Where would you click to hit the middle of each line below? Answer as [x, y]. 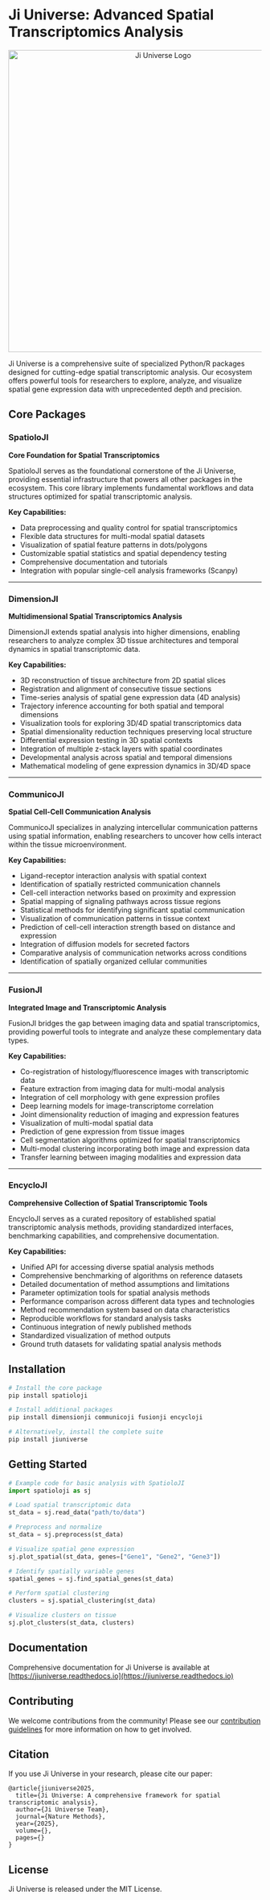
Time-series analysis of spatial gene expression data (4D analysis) [130, 697]
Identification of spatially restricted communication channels [120, 885]
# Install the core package [55, 1388]
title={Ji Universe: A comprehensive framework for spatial [118, 1796]
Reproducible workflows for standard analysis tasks [106, 1318]
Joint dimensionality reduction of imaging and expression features [129, 1114]
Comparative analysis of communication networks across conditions [133, 953]
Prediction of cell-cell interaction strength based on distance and [127, 927]
